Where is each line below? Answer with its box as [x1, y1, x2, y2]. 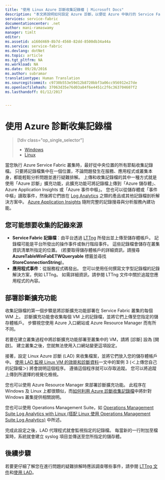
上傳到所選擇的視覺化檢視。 [5, 371, 61, 377]
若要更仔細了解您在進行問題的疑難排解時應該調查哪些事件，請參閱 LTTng [5, 463, 152, 469]
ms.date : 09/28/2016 [5, 67, 48, 72]
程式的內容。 [16, 278, 43, 284]
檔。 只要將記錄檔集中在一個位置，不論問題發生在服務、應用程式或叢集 [5, 168, 148, 174]
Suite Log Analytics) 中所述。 [5, 417, 64, 423]
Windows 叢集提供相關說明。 [5, 394, 64, 400]
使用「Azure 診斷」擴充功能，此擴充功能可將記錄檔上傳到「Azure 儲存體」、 [5, 180, 159, 187]
